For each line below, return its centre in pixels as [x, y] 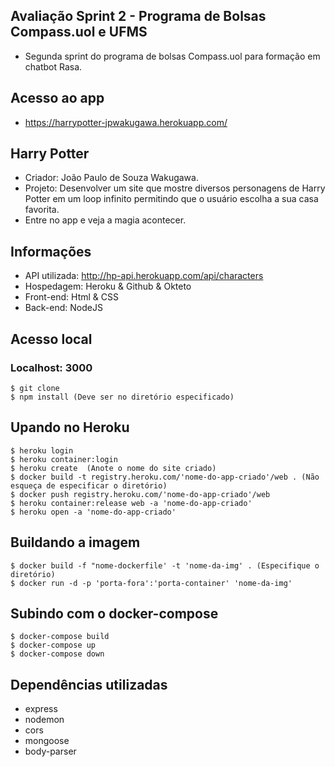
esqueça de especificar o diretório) [89, 485]
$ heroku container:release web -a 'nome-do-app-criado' [131, 503]
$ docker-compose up [53, 645]
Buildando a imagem [75, 542]
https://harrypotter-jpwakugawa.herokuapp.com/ [126, 122]
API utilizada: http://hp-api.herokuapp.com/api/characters [144, 276]
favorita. [42, 210]
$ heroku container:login [64, 459]
